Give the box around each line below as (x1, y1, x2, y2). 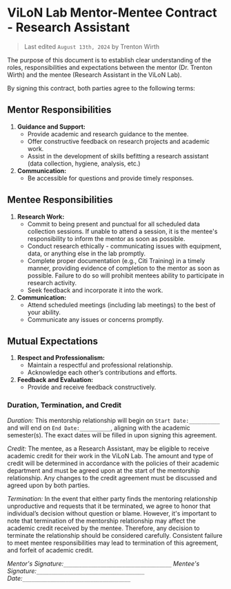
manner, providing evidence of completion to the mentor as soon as (27, 264, 220, 272)
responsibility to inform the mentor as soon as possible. (27, 234, 185, 243)
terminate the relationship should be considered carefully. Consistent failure (7, 531, 223, 539)
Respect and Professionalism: (17, 354, 106, 362)
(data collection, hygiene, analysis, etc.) (27, 159, 141, 167)
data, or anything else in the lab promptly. (27, 249, 146, 257)
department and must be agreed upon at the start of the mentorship (7, 466, 200, 475)
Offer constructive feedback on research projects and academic (27, 137, 210, 145)
